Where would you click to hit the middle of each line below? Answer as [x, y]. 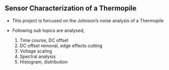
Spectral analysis [38, 56]
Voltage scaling [36, 51]
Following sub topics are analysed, [48, 30]
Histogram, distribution [44, 62]
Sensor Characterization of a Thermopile [71, 8]
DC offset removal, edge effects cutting [61, 46]
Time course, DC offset [44, 40]
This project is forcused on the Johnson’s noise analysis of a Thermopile [88, 20]
